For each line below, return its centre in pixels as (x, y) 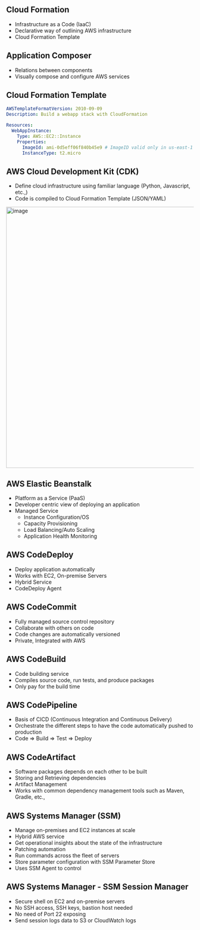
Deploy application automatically (55, 569)
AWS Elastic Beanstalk (49, 484)
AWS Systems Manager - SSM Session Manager (97, 887)
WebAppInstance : (32, 131)
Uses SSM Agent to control (48, 868)
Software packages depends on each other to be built (81, 772)
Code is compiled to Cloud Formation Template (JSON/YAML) (90, 199)
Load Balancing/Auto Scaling (59, 530)
